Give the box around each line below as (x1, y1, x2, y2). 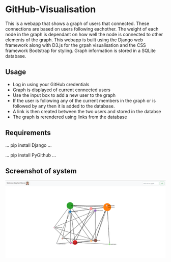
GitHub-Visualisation (5, 4, 96, 15)
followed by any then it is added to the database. (12, 103, 115, 109)
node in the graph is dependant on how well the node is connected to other (5, 31, 163, 37)
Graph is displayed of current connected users (12, 87, 111, 93)
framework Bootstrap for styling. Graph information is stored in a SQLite (5, 47, 156, 54)
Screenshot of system (5, 167, 77, 175)
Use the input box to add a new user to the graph (12, 92, 116, 98)
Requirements (5, 128, 51, 137)
